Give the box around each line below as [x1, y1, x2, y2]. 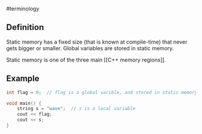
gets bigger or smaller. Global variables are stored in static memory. [6, 44, 174, 51]
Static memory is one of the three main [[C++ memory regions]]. [6, 56, 167, 63]
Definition [6, 22, 44, 32]
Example [6, 74, 40, 84]
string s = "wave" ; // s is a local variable [17, 106, 136, 112]
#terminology [6, 5, 40, 12]
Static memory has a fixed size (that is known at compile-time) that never [6, 38, 188, 45]
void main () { [6, 100, 42, 106]
